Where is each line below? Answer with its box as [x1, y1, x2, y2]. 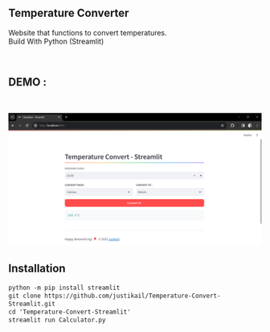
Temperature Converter [8, 6, 129, 20]
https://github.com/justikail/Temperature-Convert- [43, 292, 221, 301]
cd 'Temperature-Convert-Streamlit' [8, 308, 131, 317]
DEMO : [8, 76, 47, 89]
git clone [8, 292, 42, 301]
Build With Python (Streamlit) [8, 36, 104, 46]
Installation [8, 261, 66, 275]
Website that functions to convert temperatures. [8, 27, 167, 37]
